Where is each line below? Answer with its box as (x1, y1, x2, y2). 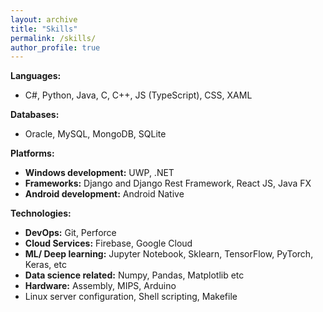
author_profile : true (10, 42, 101, 53)
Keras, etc (24, 259, 67, 271)
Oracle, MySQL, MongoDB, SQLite (24, 128, 167, 140)
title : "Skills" (10, 24, 78, 34)
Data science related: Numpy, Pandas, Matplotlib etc (24, 269, 245, 281)
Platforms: (10, 147, 55, 160)
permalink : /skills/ (10, 33, 97, 43)
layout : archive (10, 14, 78, 25)
